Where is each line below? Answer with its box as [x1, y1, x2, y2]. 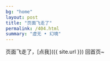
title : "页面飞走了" [5, 20, 52, 26]
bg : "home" [5, 8, 33, 15]
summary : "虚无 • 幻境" [5, 31, 61, 37]
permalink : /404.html [5, 25, 60, 32]
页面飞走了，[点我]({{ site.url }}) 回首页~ [5, 48, 105, 56]
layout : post [5, 14, 38, 20]
